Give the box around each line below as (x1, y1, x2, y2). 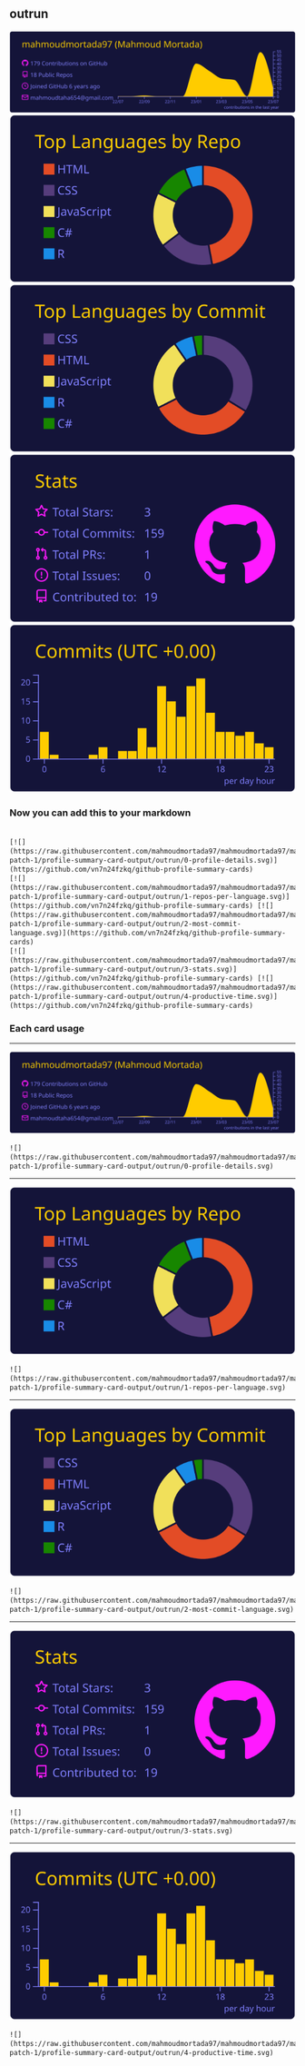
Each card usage (9, 1022, 84, 1034)
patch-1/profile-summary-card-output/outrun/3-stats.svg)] (9, 964, 238, 974)
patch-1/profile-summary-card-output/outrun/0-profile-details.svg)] (9, 855, 279, 865)
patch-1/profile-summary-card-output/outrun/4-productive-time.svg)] (9, 992, 279, 1001)
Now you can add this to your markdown (9, 806, 192, 819)
